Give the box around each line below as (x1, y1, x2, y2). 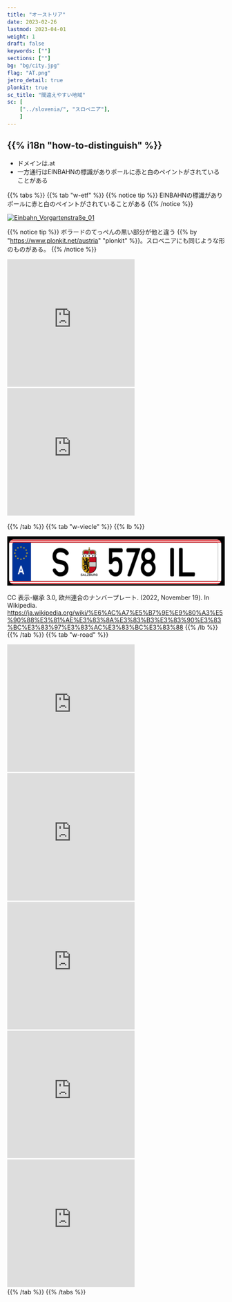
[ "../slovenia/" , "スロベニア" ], (19, 106, 110, 113)
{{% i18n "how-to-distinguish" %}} (7, 140, 162, 151)
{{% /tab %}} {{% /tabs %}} (7, 1287, 86, 1296)
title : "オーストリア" (7, 11, 66, 18)
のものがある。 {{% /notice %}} (7, 245, 97, 253)
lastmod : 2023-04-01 (7, 26, 67, 32)
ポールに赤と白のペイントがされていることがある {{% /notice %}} (7, 199, 193, 207)
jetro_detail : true (7, 77, 64, 84)
